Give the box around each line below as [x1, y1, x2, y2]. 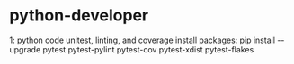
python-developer [9, 5, 149, 26]
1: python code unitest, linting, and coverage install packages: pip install [9, 35, 276, 45]
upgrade [9, 44, 41, 54]
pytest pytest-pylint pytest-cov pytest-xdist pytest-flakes [42, 44, 254, 54]
